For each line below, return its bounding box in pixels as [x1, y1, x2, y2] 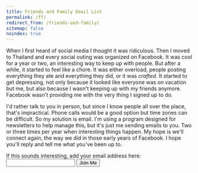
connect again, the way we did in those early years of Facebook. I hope [6, 134, 181, 141]
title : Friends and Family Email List [6, 8, 102, 15]
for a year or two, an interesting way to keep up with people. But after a [6, 60, 181, 67]
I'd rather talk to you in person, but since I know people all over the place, [6, 103, 186, 110]
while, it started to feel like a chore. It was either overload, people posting [6, 66, 186, 73]
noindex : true [6, 31, 42, 37]
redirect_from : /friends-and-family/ [6, 20, 100, 26]
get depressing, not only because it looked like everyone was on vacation [6, 78, 186, 86]
